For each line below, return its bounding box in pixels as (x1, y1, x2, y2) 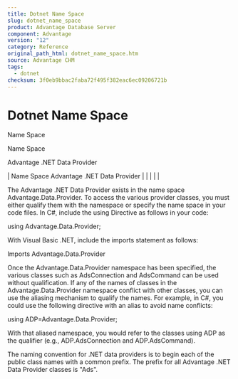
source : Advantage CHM (7, 57, 75, 64)
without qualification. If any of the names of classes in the (7, 279, 177, 287)
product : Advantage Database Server (7, 23, 116, 31)
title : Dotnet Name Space (7, 10, 84, 18)
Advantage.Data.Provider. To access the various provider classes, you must (7, 193, 230, 202)
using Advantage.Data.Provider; (7, 222, 101, 231)
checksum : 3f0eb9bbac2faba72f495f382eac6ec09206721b (7, 76, 167, 84)
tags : (7, 63, 24, 70)
